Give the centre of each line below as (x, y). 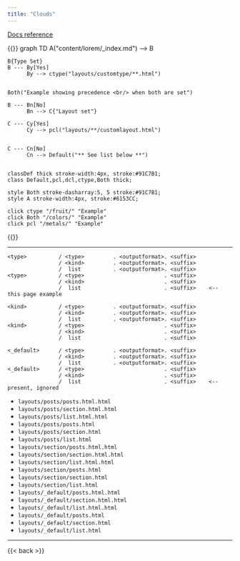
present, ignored (33, 388)
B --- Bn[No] (27, 105)
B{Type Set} (25, 61)
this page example (35, 294)
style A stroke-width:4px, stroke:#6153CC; (73, 198)
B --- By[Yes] (29, 67)
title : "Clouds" (31, 14)
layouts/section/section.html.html (71, 455)
